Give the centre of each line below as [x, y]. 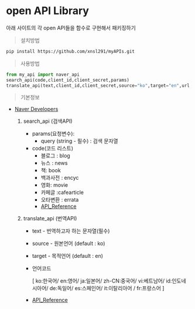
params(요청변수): [53, 134]
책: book [51, 170]
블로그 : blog [55, 156]
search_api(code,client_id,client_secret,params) [68, 80]
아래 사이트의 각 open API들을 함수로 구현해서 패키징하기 [71, 28]
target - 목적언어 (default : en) [68, 256]
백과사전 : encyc [60, 178]
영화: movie [54, 185]
